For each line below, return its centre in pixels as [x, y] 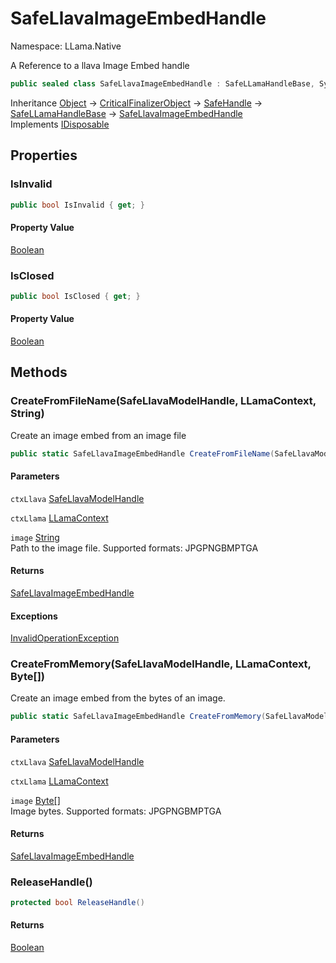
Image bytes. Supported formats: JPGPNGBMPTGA [116, 811]
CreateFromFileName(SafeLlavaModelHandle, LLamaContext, [163, 401]
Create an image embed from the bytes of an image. [118, 698]
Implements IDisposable [60, 124]
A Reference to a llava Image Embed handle [100, 65]
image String [35, 537]
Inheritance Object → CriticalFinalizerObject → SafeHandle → [136, 103]
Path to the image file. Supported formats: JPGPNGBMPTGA [134, 548]
